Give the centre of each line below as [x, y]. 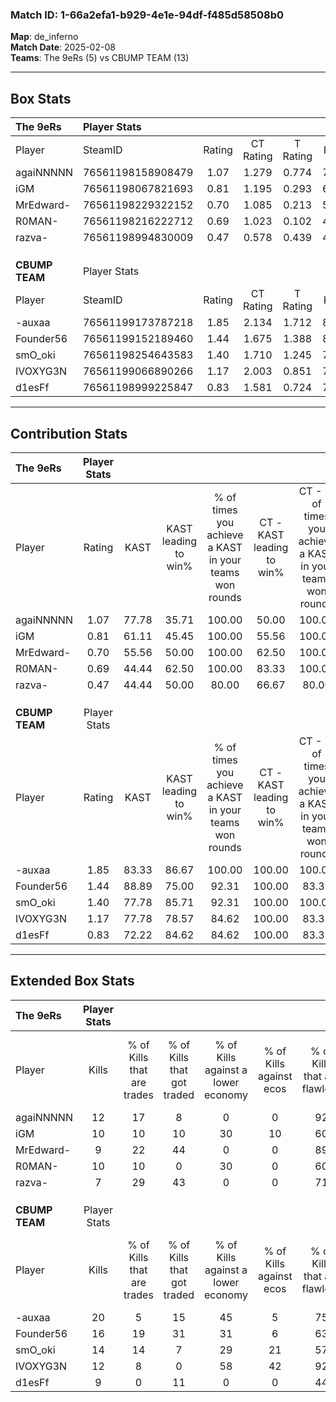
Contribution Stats [69, 433]
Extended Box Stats [72, 981]
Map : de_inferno [44, 37]
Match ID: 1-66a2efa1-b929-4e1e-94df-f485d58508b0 [147, 15]
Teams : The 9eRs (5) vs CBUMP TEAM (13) [100, 58]
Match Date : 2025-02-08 [63, 47]
